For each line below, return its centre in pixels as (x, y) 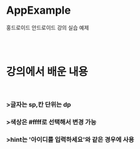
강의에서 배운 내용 (47, 72)
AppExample (39, 10)
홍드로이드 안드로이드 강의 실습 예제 (48, 27)
